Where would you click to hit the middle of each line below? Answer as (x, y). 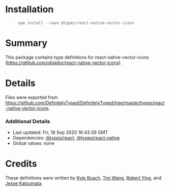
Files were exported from (32, 97)
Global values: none (33, 143)
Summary (26, 43)
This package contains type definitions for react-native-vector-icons (77, 57)
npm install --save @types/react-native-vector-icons (76, 23)
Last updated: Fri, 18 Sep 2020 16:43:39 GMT (60, 132)
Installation (30, 9)
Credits (21, 164)
